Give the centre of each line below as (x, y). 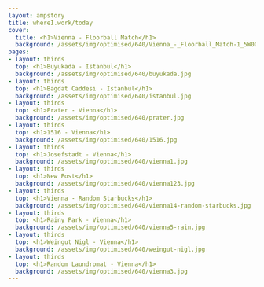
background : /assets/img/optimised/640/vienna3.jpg (102, 271)
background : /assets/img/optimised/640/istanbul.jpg (103, 96)
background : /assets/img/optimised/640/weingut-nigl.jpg (110, 249)
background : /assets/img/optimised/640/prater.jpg (100, 118)
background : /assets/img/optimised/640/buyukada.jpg (103, 74)
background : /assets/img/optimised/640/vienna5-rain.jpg (110, 228)
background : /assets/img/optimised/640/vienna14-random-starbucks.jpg (133, 205)
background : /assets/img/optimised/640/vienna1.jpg (102, 162)
